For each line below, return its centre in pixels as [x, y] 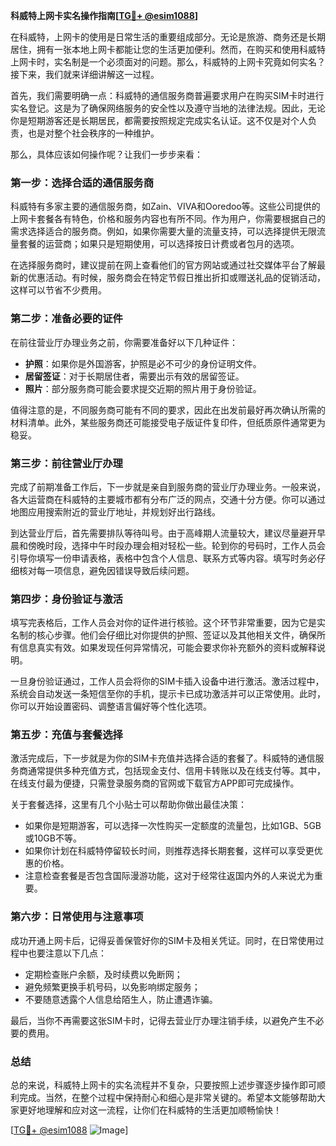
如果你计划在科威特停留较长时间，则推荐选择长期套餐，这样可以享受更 [169, 851]
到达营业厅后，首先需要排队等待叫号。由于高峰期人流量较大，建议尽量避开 [163, 533]
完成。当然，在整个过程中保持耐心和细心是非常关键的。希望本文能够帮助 [167, 1098]
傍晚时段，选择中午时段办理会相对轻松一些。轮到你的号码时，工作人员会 [176, 545]
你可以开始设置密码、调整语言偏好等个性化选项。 [111, 706]
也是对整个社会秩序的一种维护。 [93, 133]
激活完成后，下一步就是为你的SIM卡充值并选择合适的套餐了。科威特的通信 [163, 758]
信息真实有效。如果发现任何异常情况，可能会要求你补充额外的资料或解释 [167, 648]
